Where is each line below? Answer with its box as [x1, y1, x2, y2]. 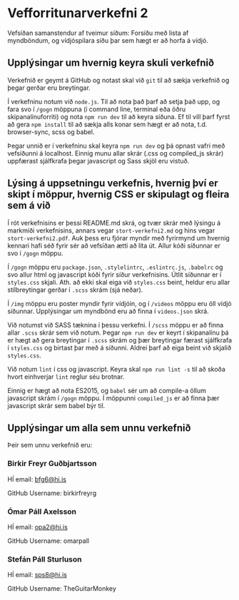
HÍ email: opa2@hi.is [7, 522, 68, 531]
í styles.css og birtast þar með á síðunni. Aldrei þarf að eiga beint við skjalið [7, 343, 232, 352]
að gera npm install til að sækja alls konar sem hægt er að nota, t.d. [7, 120, 208, 128]
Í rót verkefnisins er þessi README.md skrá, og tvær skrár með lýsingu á [7, 218, 221, 227]
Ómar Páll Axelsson [7, 507, 77, 517]
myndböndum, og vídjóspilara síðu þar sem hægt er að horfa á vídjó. [7, 36, 208, 44]
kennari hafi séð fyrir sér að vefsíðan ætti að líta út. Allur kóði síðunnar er [7, 241, 221, 250]
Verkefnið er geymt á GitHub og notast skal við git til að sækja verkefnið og [7, 76, 230, 84]
